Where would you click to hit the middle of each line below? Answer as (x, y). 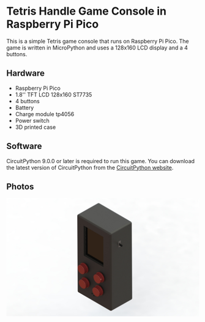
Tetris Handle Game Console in (87, 11)
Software (24, 146)
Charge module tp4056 (45, 114)
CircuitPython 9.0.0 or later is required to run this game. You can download (100, 161)
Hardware (25, 74)
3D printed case (35, 127)
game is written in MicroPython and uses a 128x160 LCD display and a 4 (97, 48)
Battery (24, 108)
